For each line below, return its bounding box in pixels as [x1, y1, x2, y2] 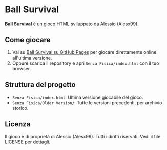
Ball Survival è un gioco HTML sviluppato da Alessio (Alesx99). [5, 21, 139, 27]
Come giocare [5, 35, 51, 44]
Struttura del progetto [5, 81, 76, 89]
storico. [12, 105, 29, 111]
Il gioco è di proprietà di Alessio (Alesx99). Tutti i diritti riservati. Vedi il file [5, 134, 161, 140]
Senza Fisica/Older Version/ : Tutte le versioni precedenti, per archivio [12, 99, 162, 106]
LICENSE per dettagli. [5, 139, 51, 145]
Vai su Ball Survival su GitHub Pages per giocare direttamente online [12, 49, 157, 55]
